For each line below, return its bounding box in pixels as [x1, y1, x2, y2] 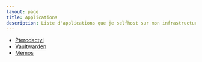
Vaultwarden [14, 43, 47, 50]
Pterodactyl [14, 37, 44, 44]
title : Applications [6, 14, 58, 20]
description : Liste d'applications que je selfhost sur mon [6, 20, 161, 26]
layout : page [6, 8, 39, 15]
